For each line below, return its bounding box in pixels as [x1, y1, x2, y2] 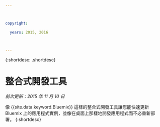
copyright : [5, 20, 28, 25]
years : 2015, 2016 [10, 29, 49, 35]
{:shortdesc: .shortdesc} [5, 57, 56, 63]
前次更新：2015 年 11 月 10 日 [5, 93, 65, 99]
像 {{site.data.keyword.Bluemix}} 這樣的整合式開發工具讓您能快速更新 [5, 104, 149, 110]
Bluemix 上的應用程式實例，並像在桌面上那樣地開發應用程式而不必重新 [5, 110, 151, 116]
